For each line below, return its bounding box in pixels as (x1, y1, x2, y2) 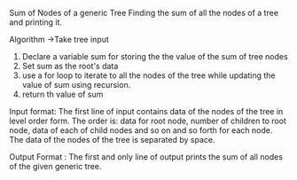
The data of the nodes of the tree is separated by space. (9, 135, 215, 145)
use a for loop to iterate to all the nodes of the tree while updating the (21, 70, 276, 81)
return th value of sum (21, 89, 104, 99)
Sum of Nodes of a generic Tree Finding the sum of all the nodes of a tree (9, 8, 279, 18)
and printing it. (9, 17, 63, 27)
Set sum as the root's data (21, 61, 119, 71)
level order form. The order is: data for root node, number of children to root (9, 115, 286, 126)
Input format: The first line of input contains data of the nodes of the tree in (9, 106, 284, 116)
